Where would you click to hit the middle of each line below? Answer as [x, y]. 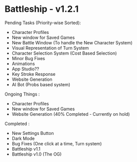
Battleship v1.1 [26, 149]
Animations [23, 64]
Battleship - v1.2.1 [42, 9]
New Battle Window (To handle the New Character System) [72, 42]
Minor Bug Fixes [28, 58]
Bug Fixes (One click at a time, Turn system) [57, 143]
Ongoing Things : [22, 94]
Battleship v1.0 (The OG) [37, 154]
